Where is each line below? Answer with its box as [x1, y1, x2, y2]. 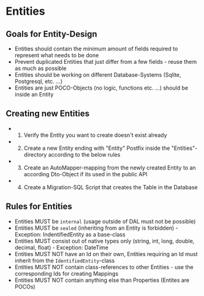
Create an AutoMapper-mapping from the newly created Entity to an [23, 164, 197, 171]
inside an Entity [14, 91, 54, 98]
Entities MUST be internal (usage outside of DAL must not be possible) [14, 217, 196, 225]
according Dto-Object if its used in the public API [23, 170, 148, 177]
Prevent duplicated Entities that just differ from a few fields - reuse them [14, 58, 197, 65]
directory [23, 150, 47, 158]
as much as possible [14, 64, 67, 72]
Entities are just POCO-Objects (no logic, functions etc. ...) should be [14, 84, 188, 92]
